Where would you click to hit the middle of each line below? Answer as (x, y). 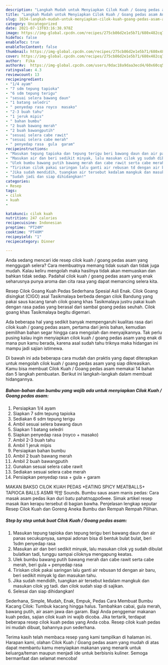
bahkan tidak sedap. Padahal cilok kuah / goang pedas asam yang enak (79, 276)
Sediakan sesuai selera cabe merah (49, 472)
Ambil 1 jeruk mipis (32, 445)
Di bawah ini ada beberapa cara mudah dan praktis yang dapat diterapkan (82, 358)
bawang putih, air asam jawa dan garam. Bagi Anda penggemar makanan (81, 612)
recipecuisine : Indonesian (34, 223)
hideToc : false (21, 38)
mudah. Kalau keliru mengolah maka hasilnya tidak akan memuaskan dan (81, 270)
